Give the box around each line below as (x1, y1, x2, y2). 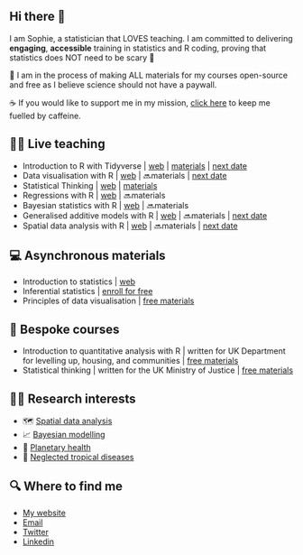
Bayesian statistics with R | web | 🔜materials (22, 199, 189, 210)
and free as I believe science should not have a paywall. (9, 79, 217, 90)
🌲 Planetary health (22, 442, 92, 453)
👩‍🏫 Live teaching (9, 136, 106, 152)
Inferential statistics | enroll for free (22, 286, 153, 297)
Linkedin (22, 536, 55, 547)
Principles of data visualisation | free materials (22, 295, 195, 307)
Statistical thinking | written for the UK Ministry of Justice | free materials (22, 365, 294, 375)
